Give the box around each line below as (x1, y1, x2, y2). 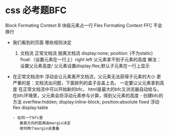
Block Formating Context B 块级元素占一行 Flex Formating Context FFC (5, 22, 152, 28)
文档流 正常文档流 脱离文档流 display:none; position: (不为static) (20, 50, 153, 56)
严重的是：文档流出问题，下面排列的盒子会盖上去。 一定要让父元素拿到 (12, 79, 160, 86)
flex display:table (12, 104, 48, 110)
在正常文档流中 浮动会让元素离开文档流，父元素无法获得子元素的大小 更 (12, 73, 161, 79)
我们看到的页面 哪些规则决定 (12, 39, 72, 46)
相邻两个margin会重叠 (19, 126, 60, 131)
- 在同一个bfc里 (12, 115, 43, 120)
